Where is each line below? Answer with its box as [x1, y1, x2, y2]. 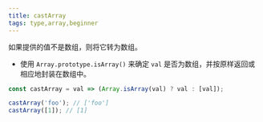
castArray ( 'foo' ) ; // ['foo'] [8, 99, 110, 108]
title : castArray [8, 11, 67, 20]
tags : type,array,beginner [8, 19, 99, 27]
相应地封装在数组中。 [19, 69, 91, 78]
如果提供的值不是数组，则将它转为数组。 [8, 41, 142, 52]
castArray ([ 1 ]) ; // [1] [8, 107, 88, 115]
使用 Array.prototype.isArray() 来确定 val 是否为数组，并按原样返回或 [19, 59, 256, 69]
